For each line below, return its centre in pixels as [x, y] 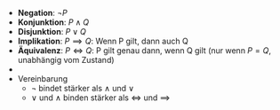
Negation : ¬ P [43, 13]
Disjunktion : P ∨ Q [52, 31]
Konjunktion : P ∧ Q [53, 22]
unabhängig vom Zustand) [66, 60]
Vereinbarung [43, 79]
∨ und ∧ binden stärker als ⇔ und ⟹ [100, 98]
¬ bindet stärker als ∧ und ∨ [83, 88]
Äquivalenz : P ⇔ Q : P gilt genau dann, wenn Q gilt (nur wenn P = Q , [144, 51]
